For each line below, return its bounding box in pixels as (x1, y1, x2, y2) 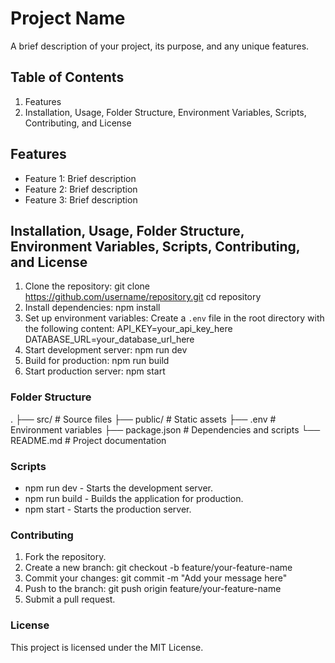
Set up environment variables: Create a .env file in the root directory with (24, 312, 325, 324)
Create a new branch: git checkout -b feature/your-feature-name (24, 562, 293, 574)
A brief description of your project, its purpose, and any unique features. (10, 40, 310, 52)
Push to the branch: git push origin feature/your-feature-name (24, 583, 282, 595)
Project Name (10, 7, 126, 30)
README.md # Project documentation (10, 434, 167, 446)
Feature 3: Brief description (24, 193, 138, 206)
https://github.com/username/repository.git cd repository (24, 291, 262, 303)
